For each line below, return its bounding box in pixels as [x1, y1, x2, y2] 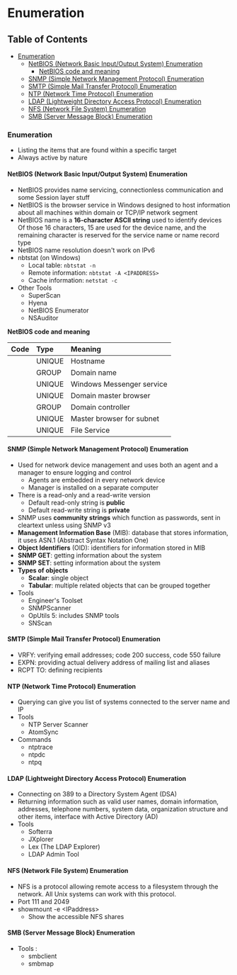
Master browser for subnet [70, 413, 160, 423]
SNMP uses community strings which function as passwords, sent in [17, 513, 221, 522]
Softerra [28, 828, 52, 836]
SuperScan [28, 291, 62, 299]
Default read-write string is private [28, 505, 130, 514]
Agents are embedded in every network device [28, 475, 166, 484]
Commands [17, 736, 52, 744]
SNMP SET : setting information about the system [17, 558, 161, 567]
